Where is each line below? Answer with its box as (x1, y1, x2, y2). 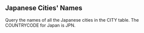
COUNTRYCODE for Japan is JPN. (5, 22, 76, 28)
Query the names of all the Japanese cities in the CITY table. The (5, 17, 139, 23)
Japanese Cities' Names (5, 4, 83, 12)
